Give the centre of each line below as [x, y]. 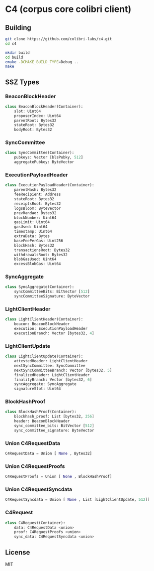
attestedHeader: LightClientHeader [51, 361]
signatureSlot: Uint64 [38, 389]
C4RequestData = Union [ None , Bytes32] [49, 454]
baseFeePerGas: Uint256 [39, 241]
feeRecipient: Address [38, 195]
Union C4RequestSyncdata [39, 489]
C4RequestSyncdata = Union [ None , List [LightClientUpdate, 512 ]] [77, 500]
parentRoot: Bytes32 [35, 121]
